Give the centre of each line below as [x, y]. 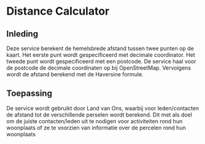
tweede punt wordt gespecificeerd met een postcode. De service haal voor [101, 61]
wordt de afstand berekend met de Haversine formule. [75, 74]
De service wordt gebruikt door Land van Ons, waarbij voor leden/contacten [103, 108]
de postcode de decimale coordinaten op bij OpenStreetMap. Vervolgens [99, 68]
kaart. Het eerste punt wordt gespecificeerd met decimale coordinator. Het [101, 55]
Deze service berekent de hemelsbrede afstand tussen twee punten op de [100, 48]
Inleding [22, 34]
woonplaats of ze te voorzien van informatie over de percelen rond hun [96, 128]
